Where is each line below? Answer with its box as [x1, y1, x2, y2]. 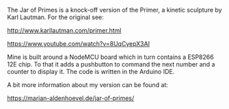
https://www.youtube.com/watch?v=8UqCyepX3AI [7, 40, 150, 47]
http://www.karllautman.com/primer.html [7, 27, 122, 34]
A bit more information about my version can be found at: [7, 81, 169, 88]
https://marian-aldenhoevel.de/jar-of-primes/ [7, 94, 135, 102]
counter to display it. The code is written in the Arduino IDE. [7, 68, 175, 75]
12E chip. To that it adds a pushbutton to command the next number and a [7, 60, 215, 68]
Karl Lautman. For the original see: [7, 13, 104, 21]
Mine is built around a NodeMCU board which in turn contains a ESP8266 [7, 53, 214, 61]
